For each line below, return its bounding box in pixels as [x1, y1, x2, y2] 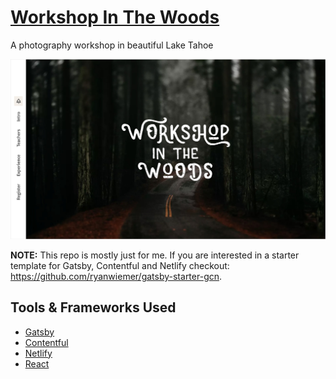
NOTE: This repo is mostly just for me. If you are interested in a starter [10, 249, 300, 261]
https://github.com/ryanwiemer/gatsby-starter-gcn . [10, 270, 223, 282]
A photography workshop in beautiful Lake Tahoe [10, 39, 214, 51]
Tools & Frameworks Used [10, 299, 177, 316]
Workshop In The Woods [10, 6, 220, 29]
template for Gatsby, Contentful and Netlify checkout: [10, 259, 230, 271]
